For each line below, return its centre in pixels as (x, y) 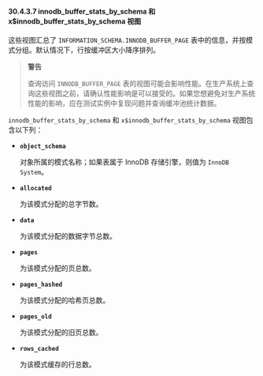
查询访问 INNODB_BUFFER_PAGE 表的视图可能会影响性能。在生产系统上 (137, 84)
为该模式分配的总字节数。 (61, 204)
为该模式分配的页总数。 (57, 269)
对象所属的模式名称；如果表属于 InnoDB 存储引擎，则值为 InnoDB (124, 162)
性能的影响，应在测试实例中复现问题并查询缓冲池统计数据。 (124, 103)
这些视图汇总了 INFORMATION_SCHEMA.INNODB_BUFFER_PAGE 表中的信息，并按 (127, 40)
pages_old (36, 317)
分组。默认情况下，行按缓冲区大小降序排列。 (87, 50)
